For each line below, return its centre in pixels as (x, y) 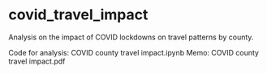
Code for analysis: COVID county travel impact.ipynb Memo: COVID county (134, 52)
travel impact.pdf (37, 61)
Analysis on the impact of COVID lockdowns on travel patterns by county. (131, 37)
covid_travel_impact (78, 15)
